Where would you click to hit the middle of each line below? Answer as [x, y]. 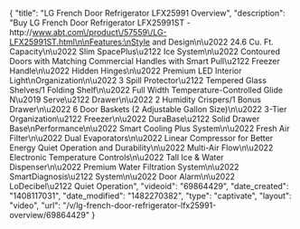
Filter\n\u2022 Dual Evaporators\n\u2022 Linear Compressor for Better [141, 138]
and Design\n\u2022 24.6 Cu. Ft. [213, 42]
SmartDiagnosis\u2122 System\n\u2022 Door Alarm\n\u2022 [122, 177]
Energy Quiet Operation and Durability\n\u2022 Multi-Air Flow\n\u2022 [141, 148]
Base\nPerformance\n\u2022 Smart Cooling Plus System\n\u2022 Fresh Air [150, 129]
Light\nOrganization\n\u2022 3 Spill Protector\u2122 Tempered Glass [138, 80]
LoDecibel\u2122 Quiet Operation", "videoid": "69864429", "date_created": [149, 186]
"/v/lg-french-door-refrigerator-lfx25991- [140, 205]
